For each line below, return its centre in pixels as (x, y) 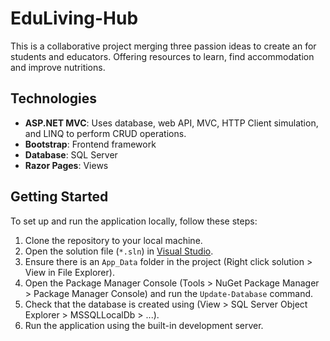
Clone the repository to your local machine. (113, 240)
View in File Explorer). (69, 272)
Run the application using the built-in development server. (144, 325)
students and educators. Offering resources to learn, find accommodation (162, 56)
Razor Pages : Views (66, 165)
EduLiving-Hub (74, 18)
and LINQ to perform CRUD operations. (105, 133)
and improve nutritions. (58, 67)
